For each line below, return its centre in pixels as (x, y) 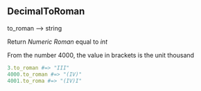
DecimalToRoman (46, 11)
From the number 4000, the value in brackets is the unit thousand (101, 55)
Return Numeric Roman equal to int (57, 42)
